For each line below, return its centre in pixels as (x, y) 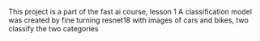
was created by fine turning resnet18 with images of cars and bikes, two (128, 20)
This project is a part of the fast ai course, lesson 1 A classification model (130, 12)
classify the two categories (53, 29)
